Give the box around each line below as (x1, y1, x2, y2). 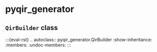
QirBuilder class (5, 23, 58, 32)
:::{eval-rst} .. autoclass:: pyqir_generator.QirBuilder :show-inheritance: (5, 36, 152, 42)
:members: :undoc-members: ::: (5, 42, 72, 48)
